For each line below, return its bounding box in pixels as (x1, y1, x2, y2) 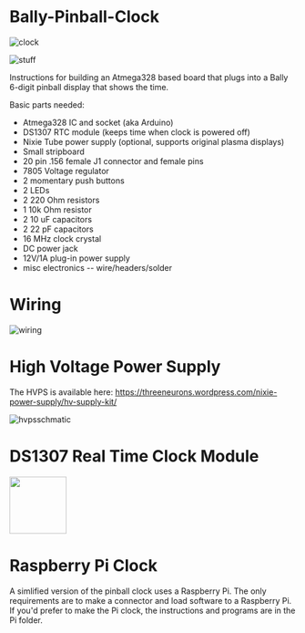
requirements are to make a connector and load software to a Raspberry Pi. (9, 595, 292, 606)
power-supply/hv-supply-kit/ (9, 396, 117, 407)
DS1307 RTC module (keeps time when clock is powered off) (22, 126, 250, 138)
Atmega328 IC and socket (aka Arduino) (22, 117, 174, 128)
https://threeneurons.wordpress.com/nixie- (115, 386, 278, 398)
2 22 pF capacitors (22, 223, 94, 234)
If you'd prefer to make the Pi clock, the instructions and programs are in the (9, 605, 296, 616)
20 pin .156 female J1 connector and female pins (22, 155, 204, 166)
